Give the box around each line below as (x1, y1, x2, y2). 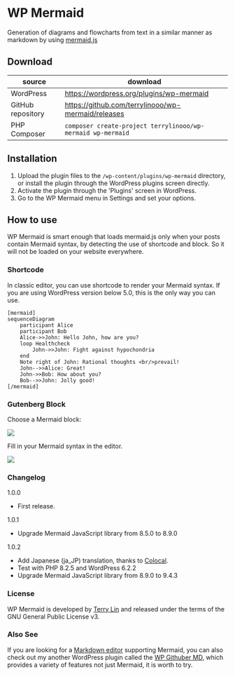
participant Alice (20, 321, 73, 329)
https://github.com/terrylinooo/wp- (64, 100, 181, 109)
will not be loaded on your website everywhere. (7, 248, 144, 256)
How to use (7, 214, 57, 226)
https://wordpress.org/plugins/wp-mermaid (64, 88, 209, 98)
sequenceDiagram (7, 316, 55, 323)
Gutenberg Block (7, 399, 66, 409)
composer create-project (64, 121, 148, 130)
